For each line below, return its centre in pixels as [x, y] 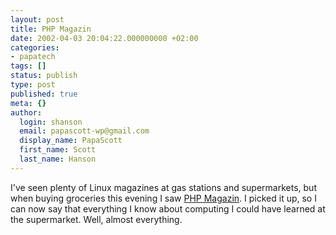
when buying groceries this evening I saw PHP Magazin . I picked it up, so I [163, 198]
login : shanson [51, 122]
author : [26, 112]
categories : [35, 47]
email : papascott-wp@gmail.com [84, 131]
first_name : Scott [58, 150]
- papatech [33, 57]
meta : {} [28, 103]
